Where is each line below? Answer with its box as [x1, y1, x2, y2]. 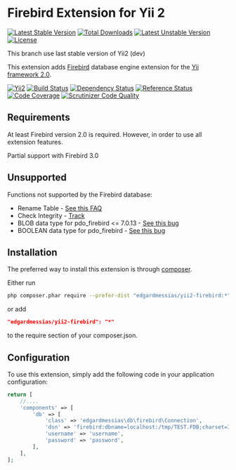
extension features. [7, 137, 63, 146]
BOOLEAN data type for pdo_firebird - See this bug [17, 226, 166, 234]
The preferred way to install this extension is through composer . [7, 265, 192, 274]
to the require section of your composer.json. [7, 331, 138, 340]
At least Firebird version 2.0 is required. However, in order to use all [7, 130, 202, 138]
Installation [7, 246, 58, 258]
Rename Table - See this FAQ [17, 203, 103, 212]
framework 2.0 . [7, 70, 51, 79]
